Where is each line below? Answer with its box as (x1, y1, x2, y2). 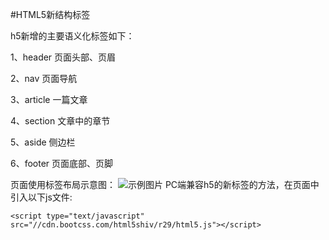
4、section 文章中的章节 (10, 115, 111, 127)
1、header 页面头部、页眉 (10, 51, 117, 63)
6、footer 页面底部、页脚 (10, 158, 114, 169)
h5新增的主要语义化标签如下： (10, 30, 135, 42)
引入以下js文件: (10, 191, 73, 203)
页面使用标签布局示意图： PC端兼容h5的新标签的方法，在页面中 (10, 179, 320, 190)
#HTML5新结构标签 (10, 9, 91, 20)
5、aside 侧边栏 (10, 136, 76, 148)
